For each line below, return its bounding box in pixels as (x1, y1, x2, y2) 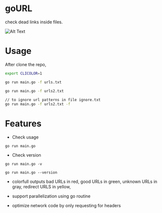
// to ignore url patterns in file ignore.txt (5, 97, 101, 102)
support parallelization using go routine (12, 193, 91, 199)
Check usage (12, 134, 39, 140)
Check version (12, 152, 41, 158)
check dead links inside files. (5, 19, 63, 25)
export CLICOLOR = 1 (5, 71, 42, 76)
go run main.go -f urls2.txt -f (5, 102, 70, 107)
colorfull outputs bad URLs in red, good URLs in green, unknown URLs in (12, 178, 158, 185)
